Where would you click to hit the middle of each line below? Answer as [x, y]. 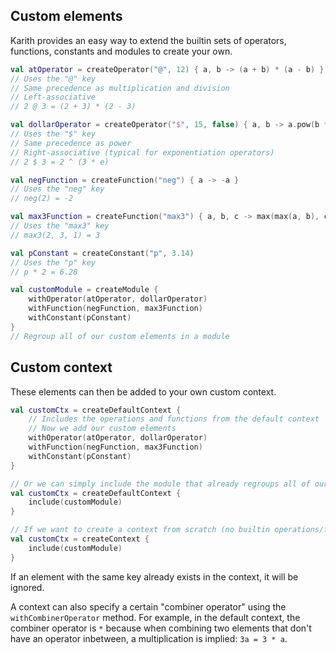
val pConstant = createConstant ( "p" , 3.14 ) [102, 253]
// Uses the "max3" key [60, 226]
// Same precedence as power [71, 143]
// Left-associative [53, 97]
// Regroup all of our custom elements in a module [120, 336]
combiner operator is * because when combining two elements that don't [161, 628]
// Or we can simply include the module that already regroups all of [160, 484]
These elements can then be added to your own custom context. [143, 391]
